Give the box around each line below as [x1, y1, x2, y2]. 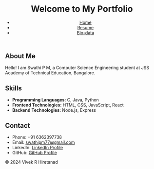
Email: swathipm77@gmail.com [12, 139, 75, 145]
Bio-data [77, 30, 95, 35]
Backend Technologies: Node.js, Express [12, 107, 96, 113]
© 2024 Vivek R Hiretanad [5, 159, 58, 165]
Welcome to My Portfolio [31, 3, 133, 15]
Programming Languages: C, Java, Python [12, 97, 99, 103]
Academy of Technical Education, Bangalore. [5, 70, 96, 76]
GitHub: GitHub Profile [12, 150, 57, 155]
